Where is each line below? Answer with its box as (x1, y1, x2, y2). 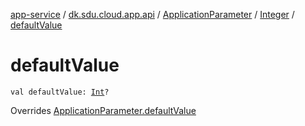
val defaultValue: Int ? (10, 87, 110, 97)
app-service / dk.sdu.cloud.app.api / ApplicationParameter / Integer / (10, 9, 295, 20)
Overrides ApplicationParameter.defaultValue (10, 104, 197, 116)
